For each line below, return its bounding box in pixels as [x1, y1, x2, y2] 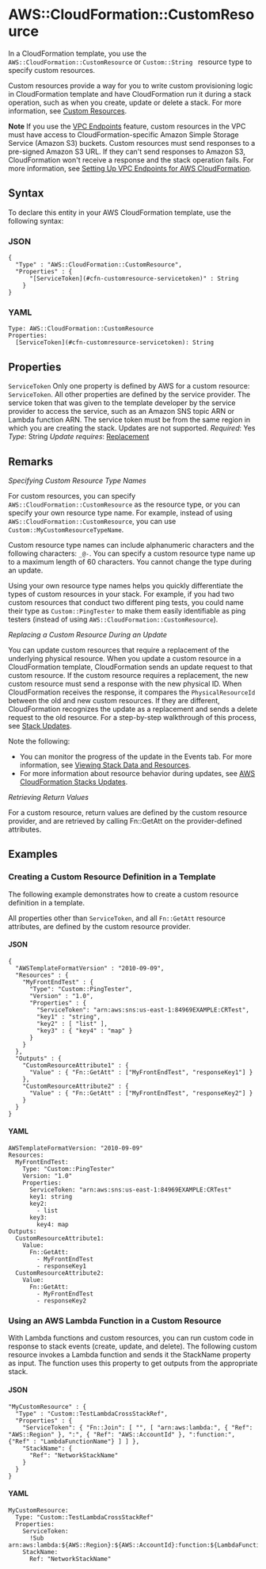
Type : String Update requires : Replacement [8, 432, 150, 442]
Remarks [8, 454, 54, 469]
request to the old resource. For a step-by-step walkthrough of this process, [8, 712, 257, 722]
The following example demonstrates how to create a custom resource [8, 890, 239, 899]
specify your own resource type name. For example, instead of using [8, 507, 233, 517]
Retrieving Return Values [8, 792, 89, 802]
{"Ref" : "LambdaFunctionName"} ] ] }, [8, 1437, 140, 1445]
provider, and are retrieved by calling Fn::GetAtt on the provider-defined [8, 816, 243, 825]
